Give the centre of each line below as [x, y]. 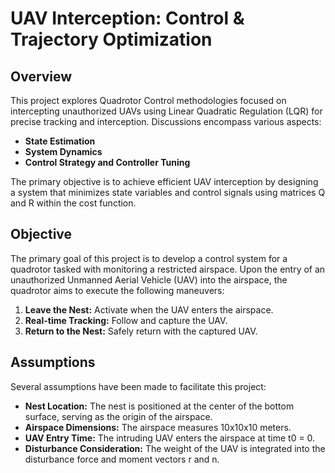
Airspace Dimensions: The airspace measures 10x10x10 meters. [158, 427]
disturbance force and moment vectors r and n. [122, 459]
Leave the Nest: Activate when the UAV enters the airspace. [149, 309]
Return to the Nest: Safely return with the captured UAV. [141, 331]
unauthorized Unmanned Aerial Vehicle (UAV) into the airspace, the [149, 279]
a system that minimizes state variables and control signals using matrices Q [168, 192]
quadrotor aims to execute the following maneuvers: [117, 290]
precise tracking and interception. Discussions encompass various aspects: [166, 121]
